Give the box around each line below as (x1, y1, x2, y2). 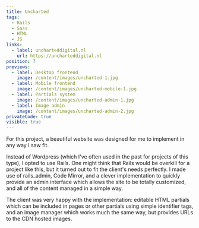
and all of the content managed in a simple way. (6, 185, 124, 192)
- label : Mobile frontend (11, 81, 76, 87)
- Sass (11, 25, 28, 31)
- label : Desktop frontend (11, 69, 78, 75)
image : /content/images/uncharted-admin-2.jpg (17, 108, 134, 114)
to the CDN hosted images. (6, 215, 72, 223)
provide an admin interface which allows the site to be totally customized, (6, 179, 186, 186)
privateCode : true (6, 113, 52, 119)
